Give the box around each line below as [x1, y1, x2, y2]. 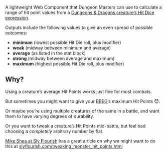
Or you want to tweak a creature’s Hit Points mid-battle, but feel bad [5, 122, 146, 129]
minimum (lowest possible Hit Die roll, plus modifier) [12, 39, 121, 45]
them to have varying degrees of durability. [5, 113, 94, 119]
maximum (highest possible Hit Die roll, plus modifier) [12, 61, 124, 66]
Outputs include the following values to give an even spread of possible [5, 24, 153, 30]
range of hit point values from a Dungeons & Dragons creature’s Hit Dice [5, 9, 154, 15]
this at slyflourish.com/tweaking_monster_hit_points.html [5, 143, 123, 149]
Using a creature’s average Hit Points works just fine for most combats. [5, 88, 152, 94]
